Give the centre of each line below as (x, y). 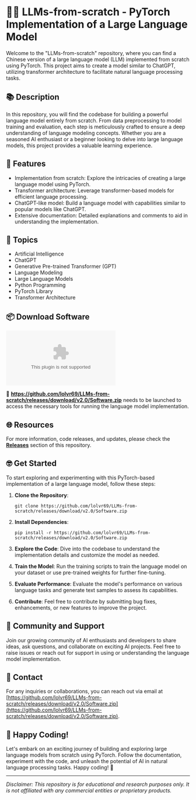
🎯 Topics (22, 240)
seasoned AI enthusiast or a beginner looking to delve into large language (94, 139)
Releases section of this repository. (49, 445)
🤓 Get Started (32, 463)
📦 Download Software (48, 317)
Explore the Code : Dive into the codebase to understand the (87, 549)
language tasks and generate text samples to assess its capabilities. (96, 590)
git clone (27, 506)
